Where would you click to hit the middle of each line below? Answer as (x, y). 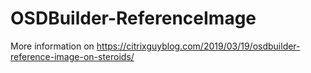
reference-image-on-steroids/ (72, 56)
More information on (52, 46)
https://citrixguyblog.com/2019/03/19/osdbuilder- (198, 46)
